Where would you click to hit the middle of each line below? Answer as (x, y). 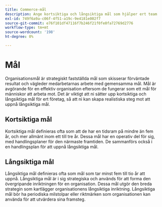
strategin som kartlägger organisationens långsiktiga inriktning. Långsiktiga (80, 189)
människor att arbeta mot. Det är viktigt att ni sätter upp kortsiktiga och (76, 94)
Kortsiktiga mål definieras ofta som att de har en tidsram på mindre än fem (79, 131)
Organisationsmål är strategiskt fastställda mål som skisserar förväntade (77, 78)
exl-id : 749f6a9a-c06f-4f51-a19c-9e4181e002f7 (53, 18)
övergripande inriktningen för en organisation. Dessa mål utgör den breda (78, 184)
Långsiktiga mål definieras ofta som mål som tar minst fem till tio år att (75, 173)
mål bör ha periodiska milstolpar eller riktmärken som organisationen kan (78, 194)
